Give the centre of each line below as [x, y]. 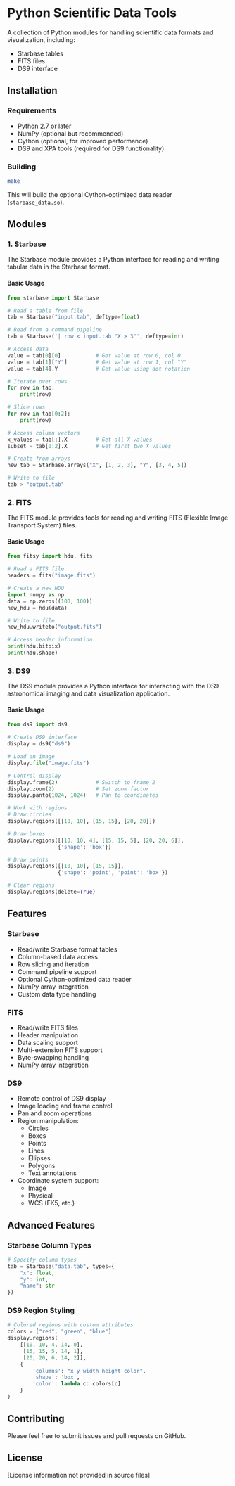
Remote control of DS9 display [62, 1099]
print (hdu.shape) [33, 653]
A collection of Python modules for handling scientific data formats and [110, 32]
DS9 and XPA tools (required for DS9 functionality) [91, 148]
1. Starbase [27, 244]
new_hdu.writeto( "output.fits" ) [55, 627]
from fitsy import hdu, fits [50, 556]
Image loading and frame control [65, 1106]
